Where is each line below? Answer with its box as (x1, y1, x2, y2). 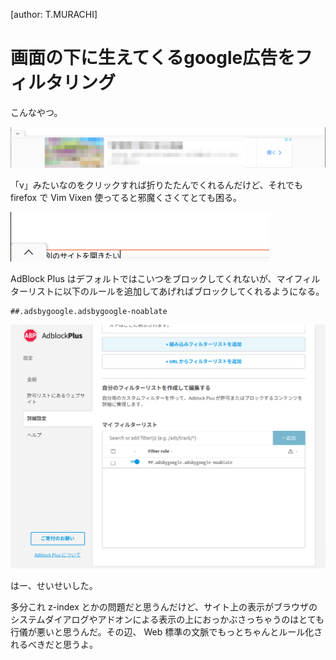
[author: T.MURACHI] (10, 9, 98, 20)
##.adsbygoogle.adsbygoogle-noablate (10, 306, 168, 316)
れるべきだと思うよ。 (10, 639, 98, 651)
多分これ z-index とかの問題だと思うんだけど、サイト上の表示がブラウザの (10, 601, 318, 613)
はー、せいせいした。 (10, 580, 98, 592)
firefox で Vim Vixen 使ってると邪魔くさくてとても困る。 (10, 191, 242, 203)
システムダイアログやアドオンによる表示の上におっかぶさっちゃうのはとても (10, 614, 325, 626)
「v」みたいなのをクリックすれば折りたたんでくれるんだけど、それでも (10, 179, 304, 191)
